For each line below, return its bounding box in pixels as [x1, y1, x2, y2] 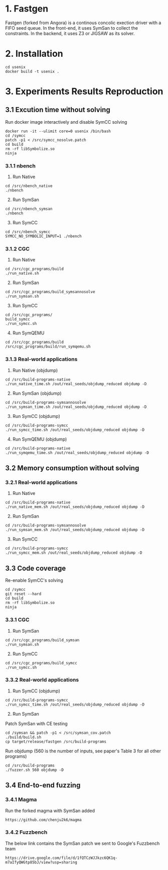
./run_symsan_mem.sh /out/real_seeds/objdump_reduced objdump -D [5, 528, 144, 533]
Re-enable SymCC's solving [5, 577, 64, 583]
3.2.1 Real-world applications [5, 479, 78, 486]
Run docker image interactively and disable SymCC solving [5, 119, 127, 125]
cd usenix [5, 64, 26, 69]
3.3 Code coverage [5, 564, 66, 572]
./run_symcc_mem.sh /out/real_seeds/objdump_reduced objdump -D [5, 550, 142, 556]
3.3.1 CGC [5, 617, 30, 624]
